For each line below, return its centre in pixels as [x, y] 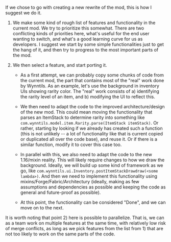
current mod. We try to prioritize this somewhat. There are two [78, 28]
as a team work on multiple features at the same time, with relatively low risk [86, 223]
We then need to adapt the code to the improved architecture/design [92, 106]
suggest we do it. [23, 13]
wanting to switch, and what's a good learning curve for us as [78, 39]
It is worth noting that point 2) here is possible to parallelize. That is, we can [85, 217]
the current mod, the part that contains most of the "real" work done [92, 80]
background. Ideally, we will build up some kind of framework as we [92, 165]
